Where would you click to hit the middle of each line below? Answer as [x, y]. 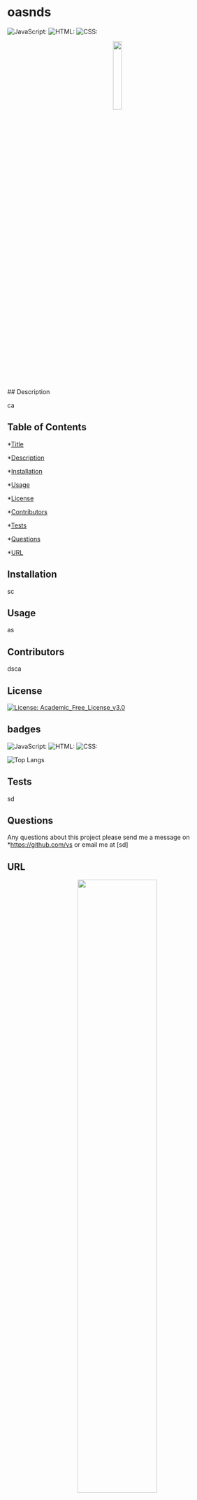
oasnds [29, 12]
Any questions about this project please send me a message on [98, 837]
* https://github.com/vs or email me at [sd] [68, 845]
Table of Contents [47, 427]
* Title [16, 444]
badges [24, 730]
